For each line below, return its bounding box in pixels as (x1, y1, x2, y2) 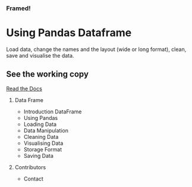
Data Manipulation (23, 126, 68, 134)
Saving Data (23, 152, 53, 159)
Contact (23, 175, 43, 182)
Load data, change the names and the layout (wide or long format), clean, (6, 46, 187, 53)
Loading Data (23, 121, 57, 128)
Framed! (6, 4, 31, 12)
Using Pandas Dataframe (6, 26, 132, 40)
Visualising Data (23, 140, 64, 147)
